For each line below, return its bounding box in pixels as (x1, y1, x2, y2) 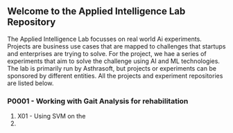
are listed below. (7, 79, 54, 87)
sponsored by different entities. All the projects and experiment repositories (7, 71, 223, 80)
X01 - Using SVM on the (17, 112, 86, 121)
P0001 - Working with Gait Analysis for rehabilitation (7, 96, 189, 106)
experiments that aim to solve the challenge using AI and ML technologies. (7, 57, 221, 65)
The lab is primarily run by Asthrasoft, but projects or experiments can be (7, 64, 217, 72)
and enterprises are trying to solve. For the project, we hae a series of (7, 49, 207, 57)
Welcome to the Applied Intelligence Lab (7, 6, 186, 17)
